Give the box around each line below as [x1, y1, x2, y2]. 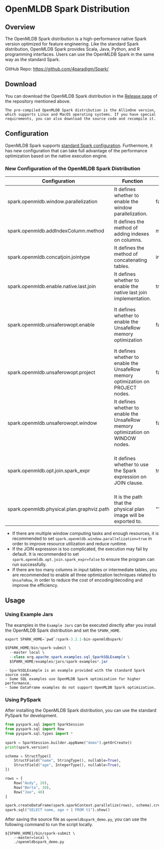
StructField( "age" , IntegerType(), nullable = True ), [14, 763, 121, 767]
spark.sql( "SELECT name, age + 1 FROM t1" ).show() [5, 808, 110, 812]
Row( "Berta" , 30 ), [14, 785, 51, 790]
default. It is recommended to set [12, 551, 79, 557]
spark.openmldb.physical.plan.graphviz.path [7, 505, 110, 512]
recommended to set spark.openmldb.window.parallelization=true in [12, 536, 152, 541]
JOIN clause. [114, 479, 143, 486]
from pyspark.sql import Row [5, 726, 64, 732]
